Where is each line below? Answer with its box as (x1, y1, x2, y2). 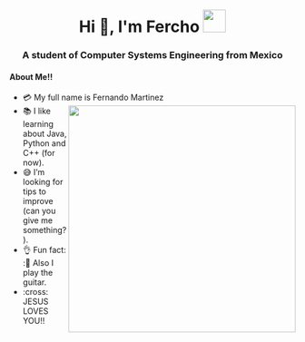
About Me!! (9, 71, 53, 82)
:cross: (22, 287, 49, 298)
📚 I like (22, 105, 52, 117)
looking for (22, 177, 64, 188)
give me (22, 215, 53, 226)
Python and (22, 138, 66, 149)
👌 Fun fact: (22, 245, 66, 256)
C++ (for (22, 148, 56, 159)
